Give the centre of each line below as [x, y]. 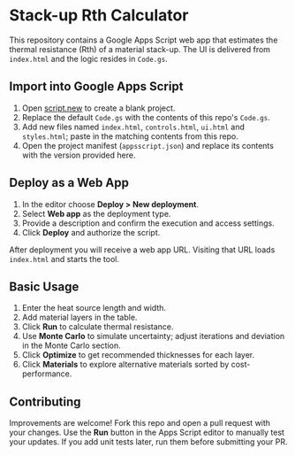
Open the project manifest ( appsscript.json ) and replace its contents [147, 145]
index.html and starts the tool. [64, 259]
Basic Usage [44, 286]
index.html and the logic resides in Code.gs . [88, 58]
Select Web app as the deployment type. [96, 213]
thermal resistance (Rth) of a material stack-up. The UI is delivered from [140, 49]
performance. [47, 374]
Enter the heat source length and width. [94, 308]
